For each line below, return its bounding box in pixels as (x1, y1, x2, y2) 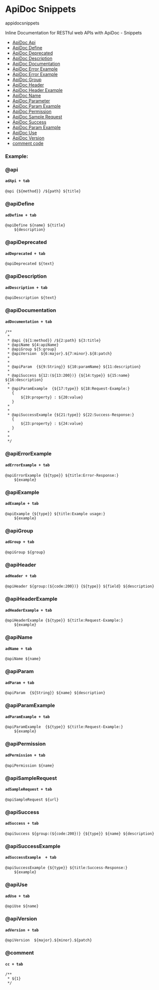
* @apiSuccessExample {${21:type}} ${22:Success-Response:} (7, 412, 135, 418)
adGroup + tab (5, 540, 35, 545)
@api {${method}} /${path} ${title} (5, 188, 81, 193)
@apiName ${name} (5, 656, 41, 662)
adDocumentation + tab (5, 319, 52, 324)
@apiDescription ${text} (5, 295, 57, 300)
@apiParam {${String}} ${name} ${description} (5, 691, 106, 696)
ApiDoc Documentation (12, 60, 61, 66)
